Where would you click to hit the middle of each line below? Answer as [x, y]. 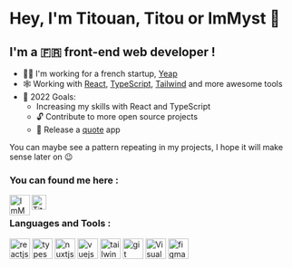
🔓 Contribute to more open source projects [117, 116]
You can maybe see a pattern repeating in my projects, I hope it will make [146, 147]
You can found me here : [64, 180]
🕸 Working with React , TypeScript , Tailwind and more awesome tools [152, 84]
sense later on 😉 [41, 157]
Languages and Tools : [60, 224]
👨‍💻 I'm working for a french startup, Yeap [100, 73]
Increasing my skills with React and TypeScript [123, 106]
